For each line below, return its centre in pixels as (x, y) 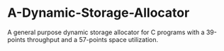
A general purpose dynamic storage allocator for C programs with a (106, 32)
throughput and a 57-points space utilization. (93, 39)
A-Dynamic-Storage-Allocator (99, 13)
